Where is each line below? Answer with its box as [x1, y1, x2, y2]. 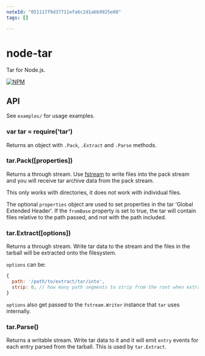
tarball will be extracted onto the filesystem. [6, 249, 117, 256]
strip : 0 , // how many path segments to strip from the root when [12, 284, 184, 290]
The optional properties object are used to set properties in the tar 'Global [6, 200, 193, 208]
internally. [6, 307, 32, 314]
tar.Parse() [6, 322, 39, 331]
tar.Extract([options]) [6, 228, 71, 237]
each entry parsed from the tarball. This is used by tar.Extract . [6, 343, 167, 350]
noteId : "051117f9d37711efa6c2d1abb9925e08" [6, 9, 121, 15]
